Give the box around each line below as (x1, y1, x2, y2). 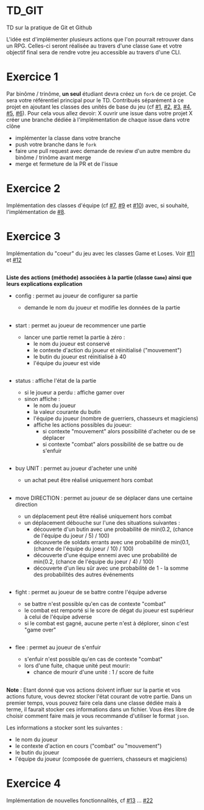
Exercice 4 (6, 776, 61, 790)
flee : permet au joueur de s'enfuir (15, 644, 102, 651)
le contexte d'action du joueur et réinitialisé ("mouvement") (33, 346, 182, 353)
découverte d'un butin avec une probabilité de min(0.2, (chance (33, 525, 194, 533)
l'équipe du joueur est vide (33, 359, 100, 366)
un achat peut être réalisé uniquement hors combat (24, 477, 153, 484)
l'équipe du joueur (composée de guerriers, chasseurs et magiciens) (15, 755, 188, 762)
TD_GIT (6, 4, 44, 18)
